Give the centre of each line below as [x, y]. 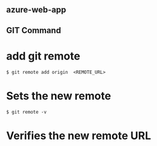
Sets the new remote [59, 96]
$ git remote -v [26, 112]
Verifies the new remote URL [79, 135]
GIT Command [34, 30]
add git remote [43, 56]
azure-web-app [36, 10]
